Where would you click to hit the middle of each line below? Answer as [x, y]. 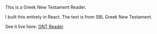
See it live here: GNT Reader [34, 26]
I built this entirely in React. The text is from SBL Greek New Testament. [79, 17]
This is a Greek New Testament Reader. [46, 7]
